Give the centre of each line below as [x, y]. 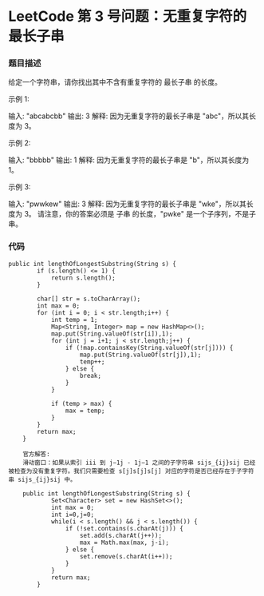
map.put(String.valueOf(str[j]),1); [140, 355]
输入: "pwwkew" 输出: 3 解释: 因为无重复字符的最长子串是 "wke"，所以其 [128, 204]
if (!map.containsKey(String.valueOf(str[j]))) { [149, 348]
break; [91, 375]
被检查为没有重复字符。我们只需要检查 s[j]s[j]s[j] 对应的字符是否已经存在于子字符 [131, 471]
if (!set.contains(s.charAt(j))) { [124, 528]
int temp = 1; [74, 320]
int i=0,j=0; [72, 515]
